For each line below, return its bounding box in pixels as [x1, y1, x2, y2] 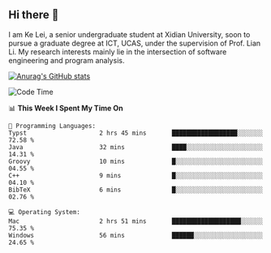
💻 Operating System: [8, 208, 81, 216]
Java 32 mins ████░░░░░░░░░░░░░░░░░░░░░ [8, 143, 264, 151]
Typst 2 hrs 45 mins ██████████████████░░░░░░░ [8, 129, 264, 137]
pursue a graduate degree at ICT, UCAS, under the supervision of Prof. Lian [8, 38, 261, 48]
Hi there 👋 [8, 8, 59, 22]
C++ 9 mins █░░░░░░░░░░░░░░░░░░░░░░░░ [8, 171, 264, 179]
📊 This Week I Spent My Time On [8, 103, 123, 113]
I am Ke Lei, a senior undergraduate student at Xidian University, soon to [8, 29, 251, 39]
